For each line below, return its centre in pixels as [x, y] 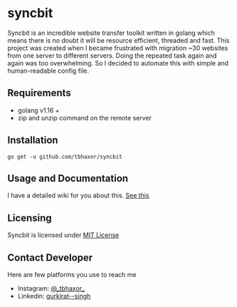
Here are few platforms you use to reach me [72, 275]
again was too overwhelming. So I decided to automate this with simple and [118, 63]
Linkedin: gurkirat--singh [54, 296]
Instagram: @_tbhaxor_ [51, 288]
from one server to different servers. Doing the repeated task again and [112, 56]
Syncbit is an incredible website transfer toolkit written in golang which [111, 33]
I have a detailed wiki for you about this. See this [78, 196]
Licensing [30, 218]
